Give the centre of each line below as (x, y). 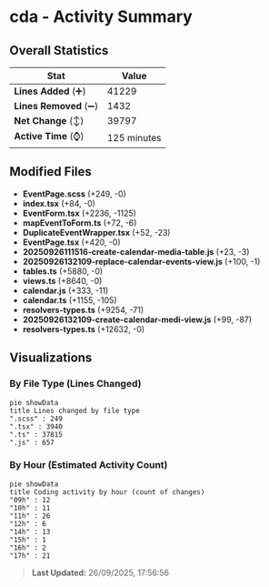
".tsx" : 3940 (36, 426)
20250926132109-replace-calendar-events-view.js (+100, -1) (141, 261)
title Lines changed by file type (75, 410)
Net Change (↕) (49, 121)
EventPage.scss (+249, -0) (75, 194)
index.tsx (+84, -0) (59, 203)
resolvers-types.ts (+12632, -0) (84, 329)
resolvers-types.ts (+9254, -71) (83, 309)
